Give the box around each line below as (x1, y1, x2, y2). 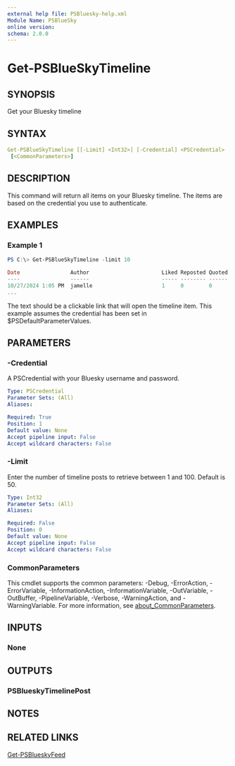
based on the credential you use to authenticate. (7, 198, 148, 207)
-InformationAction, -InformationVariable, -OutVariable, (49, 586, 209, 594)
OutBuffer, (7, 594, 37, 602)
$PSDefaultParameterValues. (7, 316, 91, 325)
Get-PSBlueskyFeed (7, 750, 65, 759)
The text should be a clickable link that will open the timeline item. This (7, 301, 212, 310)
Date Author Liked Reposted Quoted (7, 269, 229, 276)
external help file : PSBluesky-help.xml (7, 10, 128, 18)
